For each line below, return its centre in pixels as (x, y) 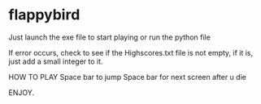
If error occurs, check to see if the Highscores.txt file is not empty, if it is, (131, 52)
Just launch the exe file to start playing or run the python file (110, 37)
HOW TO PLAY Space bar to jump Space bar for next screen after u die (127, 77)
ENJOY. (22, 92)
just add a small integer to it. (56, 61)
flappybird (44, 15)
